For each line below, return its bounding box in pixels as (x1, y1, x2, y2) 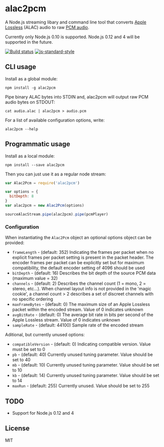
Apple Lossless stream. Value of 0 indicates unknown (12, 317, 120, 323)
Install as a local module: (5, 153, 55, 159)
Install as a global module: (5, 75, 58, 81)
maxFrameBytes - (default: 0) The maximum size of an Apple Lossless (12, 301, 150, 307)
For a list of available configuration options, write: (5, 117, 105, 123)
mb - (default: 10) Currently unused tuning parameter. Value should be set (12, 362, 160, 368)
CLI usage (5, 63, 37, 71)
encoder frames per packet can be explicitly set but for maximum (12, 260, 144, 266)
